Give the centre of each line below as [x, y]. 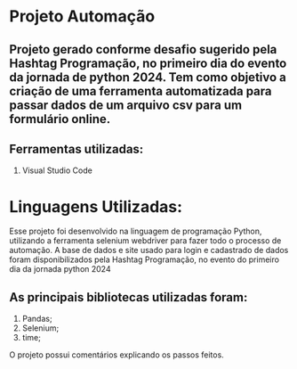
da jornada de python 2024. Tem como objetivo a [148, 77]
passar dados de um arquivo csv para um [126, 105]
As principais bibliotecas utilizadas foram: [128, 297]
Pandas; [37, 319]
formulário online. [60, 119]
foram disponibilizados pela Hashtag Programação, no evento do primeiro [144, 259]
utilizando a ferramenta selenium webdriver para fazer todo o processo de [145, 241]
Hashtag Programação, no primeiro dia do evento [148, 63]
